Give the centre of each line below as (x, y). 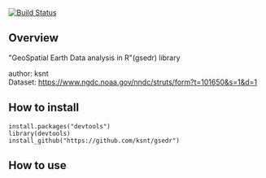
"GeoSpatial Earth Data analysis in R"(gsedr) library (94, 58)
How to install (44, 108)
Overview (34, 38)
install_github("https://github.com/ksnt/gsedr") (94, 141)
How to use (37, 165)
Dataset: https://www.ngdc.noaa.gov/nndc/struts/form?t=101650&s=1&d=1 (133, 82)
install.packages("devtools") (60, 126)
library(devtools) (39, 133)
